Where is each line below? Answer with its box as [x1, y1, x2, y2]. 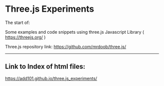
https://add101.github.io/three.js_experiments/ [5, 75, 98, 81]
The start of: [5, 20, 30, 25]
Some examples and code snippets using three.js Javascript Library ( [5, 29, 144, 35]
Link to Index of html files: [5, 63, 85, 71]
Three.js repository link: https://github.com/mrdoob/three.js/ [5, 43, 126, 49]
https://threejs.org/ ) [5, 34, 46, 40]
